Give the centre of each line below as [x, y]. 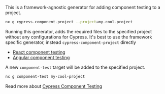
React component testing [39, 52]
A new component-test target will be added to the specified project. [75, 67]
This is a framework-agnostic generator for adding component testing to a [83, 7]
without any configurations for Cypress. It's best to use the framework [79, 37]
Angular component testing [41, 57]
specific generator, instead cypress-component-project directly [71, 42]
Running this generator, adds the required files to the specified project [79, 31]
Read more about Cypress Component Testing [54, 86]
